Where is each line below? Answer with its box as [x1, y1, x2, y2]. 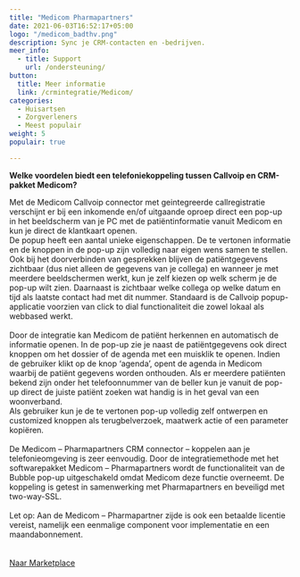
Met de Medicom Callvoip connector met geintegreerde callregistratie [9, 197, 266, 207]
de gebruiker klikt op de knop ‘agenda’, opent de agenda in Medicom [9, 358, 262, 369]
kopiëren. [9, 424, 45, 435]
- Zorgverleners [17, 113, 78, 121]
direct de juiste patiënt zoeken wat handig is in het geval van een [21, 386, 260, 397]
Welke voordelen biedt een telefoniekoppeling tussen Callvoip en [9, 170, 256, 180]
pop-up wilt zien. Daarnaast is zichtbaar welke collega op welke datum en [9, 282, 281, 293]
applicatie [9, 301, 46, 312]
